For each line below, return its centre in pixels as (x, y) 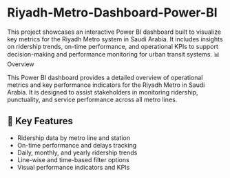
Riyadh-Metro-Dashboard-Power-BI (113, 13)
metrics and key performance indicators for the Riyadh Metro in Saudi (106, 85)
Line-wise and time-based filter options (73, 159)
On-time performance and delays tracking (77, 145)
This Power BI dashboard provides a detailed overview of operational (105, 77)
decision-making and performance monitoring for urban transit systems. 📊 (114, 54)
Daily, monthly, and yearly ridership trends (77, 152)
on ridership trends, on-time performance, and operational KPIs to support (113, 46)
